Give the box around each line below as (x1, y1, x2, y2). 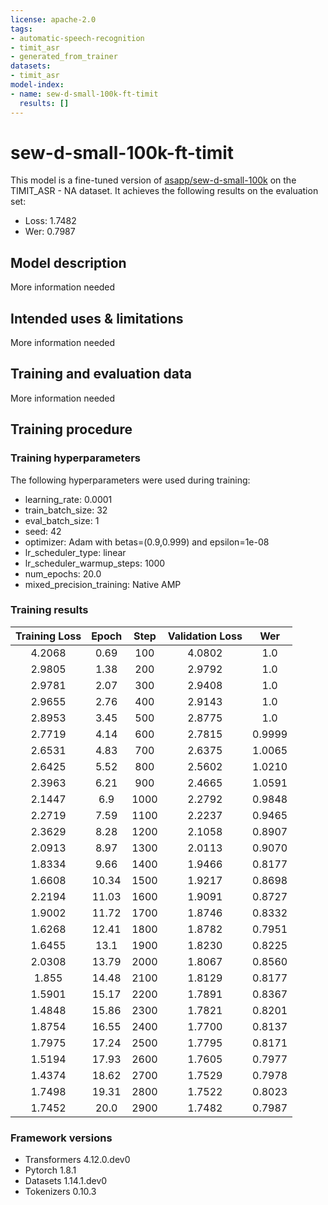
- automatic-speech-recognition (10, 33, 145, 43)
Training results (10, 603, 89, 617)
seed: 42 (24, 525, 62, 537)
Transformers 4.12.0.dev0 (24, 1154, 131, 1166)
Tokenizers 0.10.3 (24, 1186, 97, 1198)
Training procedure (10, 421, 133, 438)
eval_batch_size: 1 (24, 514, 100, 526)
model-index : (10, 80, 65, 90)
